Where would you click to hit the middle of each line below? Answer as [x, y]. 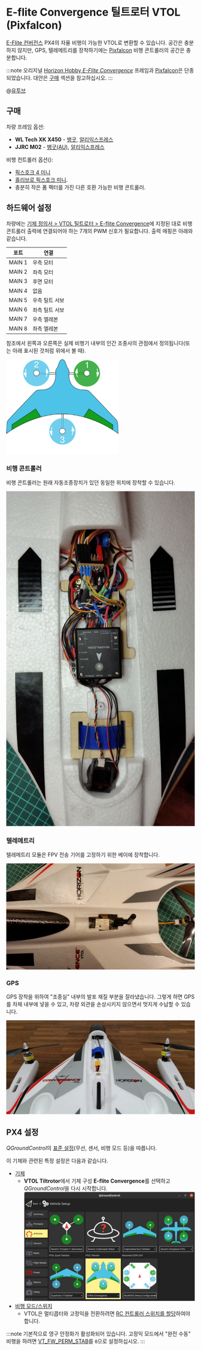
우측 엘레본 [45, 319]
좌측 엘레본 [45, 329]
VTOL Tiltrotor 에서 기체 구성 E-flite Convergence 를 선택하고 [97, 1181]
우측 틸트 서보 [48, 300]
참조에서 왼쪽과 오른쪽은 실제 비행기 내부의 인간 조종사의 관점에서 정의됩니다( [96, 343]
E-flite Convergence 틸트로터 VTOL [93, 12]
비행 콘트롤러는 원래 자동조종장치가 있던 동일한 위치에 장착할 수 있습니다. [91, 482]
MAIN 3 [18, 281]
